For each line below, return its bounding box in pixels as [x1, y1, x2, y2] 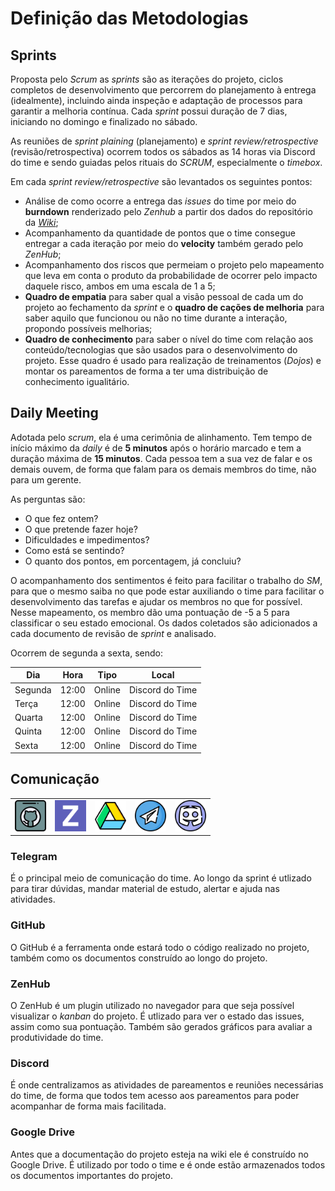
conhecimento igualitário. [24, 376, 130, 387]
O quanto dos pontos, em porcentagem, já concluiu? [24, 555, 242, 567]
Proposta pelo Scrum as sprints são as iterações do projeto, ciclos [10, 73, 284, 85]
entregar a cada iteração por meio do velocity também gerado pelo [24, 238, 304, 249]
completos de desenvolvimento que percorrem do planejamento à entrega [10, 84, 317, 96]
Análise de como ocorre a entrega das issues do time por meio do [24, 195, 297, 207]
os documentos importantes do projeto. [10, 1169, 173, 1181]
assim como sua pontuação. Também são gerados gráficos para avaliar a [10, 1021, 313, 1033]
